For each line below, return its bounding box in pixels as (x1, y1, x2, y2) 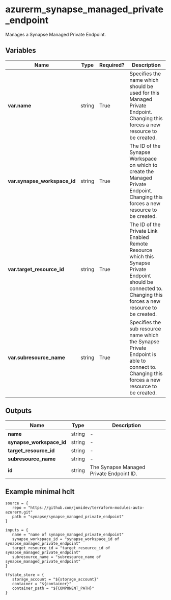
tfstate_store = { (5, 572, 44, 577)
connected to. (129, 285, 163, 292)
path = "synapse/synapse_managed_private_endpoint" (12, 514, 124, 520)
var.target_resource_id (8, 265, 65, 273)
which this (129, 253, 154, 260)
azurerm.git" (5, 510, 33, 515)
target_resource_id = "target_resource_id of (12, 546, 110, 551)
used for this (129, 89, 160, 96)
